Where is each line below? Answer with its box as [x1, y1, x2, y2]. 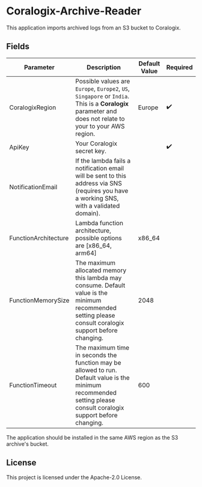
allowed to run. [75, 366, 117, 374]
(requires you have [75, 186, 129, 195]
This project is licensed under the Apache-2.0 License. [6, 473, 142, 481]
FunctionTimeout [9, 381, 57, 389]
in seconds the [75, 351, 117, 359]
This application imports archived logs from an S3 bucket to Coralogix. [6, 24, 182, 31]
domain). [75, 209, 101, 217]
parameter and [75, 107, 117, 115]
